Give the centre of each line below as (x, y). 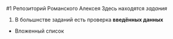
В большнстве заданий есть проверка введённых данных (89, 19)
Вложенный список (39, 31)
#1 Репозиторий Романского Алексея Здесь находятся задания (87, 8)
